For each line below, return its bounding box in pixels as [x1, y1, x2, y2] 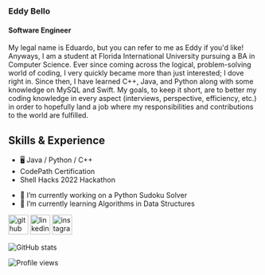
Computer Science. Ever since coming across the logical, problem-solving [8, 60, 252, 69]
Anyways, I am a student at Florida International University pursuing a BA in [8, 52, 255, 61]
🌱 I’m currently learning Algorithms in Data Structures [19, 199, 195, 208]
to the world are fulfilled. [8, 110, 89, 120]
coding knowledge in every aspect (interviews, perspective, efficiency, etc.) [8, 94, 257, 103]
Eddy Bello [8, 6, 50, 17]
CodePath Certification [19, 166, 95, 176]
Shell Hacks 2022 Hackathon [19, 175, 115, 184]
